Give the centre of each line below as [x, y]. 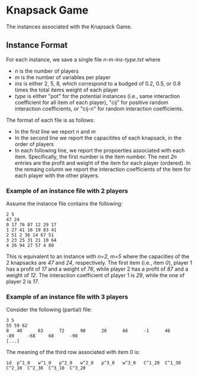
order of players [34, 144]
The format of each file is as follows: [51, 120]
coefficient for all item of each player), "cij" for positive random [91, 102]
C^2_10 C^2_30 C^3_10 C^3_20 [46, 368]
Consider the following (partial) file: [49, 310]
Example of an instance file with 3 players [67, 297]
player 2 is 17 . [23, 282]
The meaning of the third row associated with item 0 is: [73, 352]
